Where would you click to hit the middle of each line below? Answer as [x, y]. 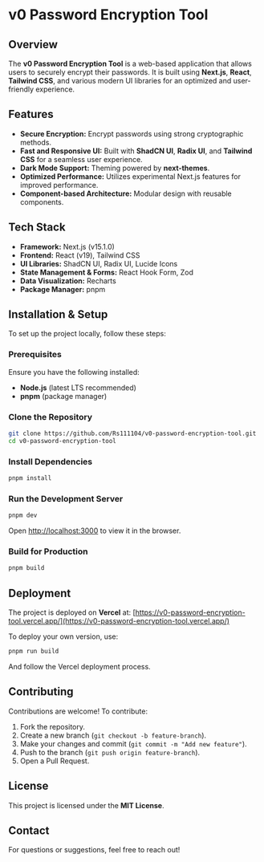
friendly [21, 89]
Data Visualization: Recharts [68, 281]
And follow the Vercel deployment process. [79, 666]
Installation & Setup [58, 315]
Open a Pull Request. [55, 761]
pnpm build [26, 568]
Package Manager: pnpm [63, 289]
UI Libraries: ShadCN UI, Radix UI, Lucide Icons [99, 263]
